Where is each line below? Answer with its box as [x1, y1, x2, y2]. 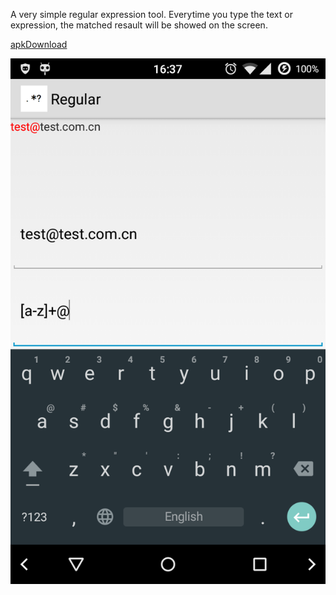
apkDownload [10, 39, 68, 50]
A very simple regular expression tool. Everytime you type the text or [10, 9, 293, 20]
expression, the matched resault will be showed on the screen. [10, 19, 268, 31]
